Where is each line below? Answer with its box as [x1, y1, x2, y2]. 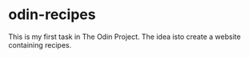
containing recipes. [8, 40, 72, 49]
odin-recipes [8, 6, 96, 24]
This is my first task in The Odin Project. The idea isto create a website [8, 32, 242, 41]
